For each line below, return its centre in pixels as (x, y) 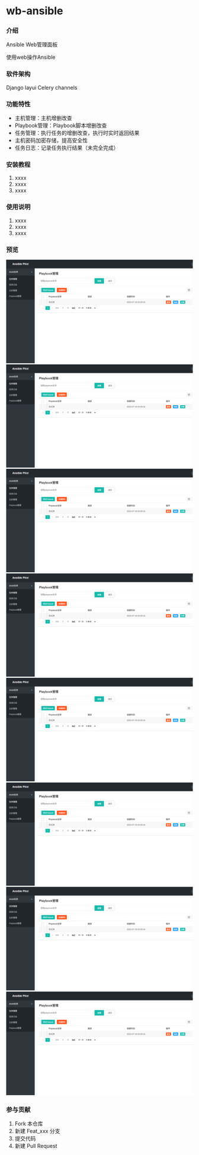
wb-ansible (35, 11)
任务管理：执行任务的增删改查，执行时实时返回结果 (77, 133)
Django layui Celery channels (42, 87)
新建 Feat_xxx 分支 (37, 1131)
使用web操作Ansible (31, 57)
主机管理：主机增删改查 (43, 118)
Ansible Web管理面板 (32, 45)
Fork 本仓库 (29, 1124)
